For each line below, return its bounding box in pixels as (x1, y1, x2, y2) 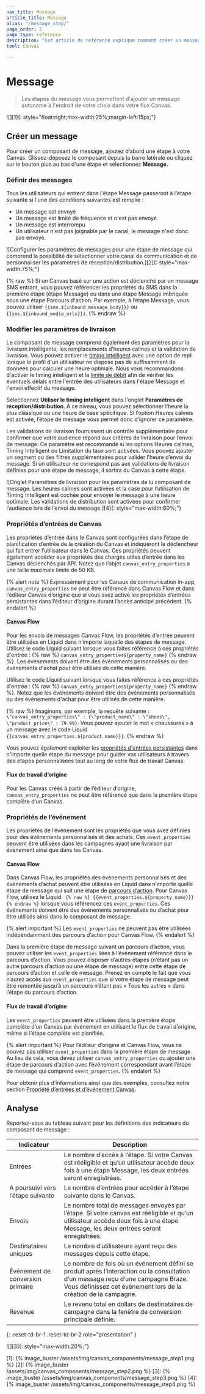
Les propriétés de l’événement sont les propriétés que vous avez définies (6, 827, 190, 834)
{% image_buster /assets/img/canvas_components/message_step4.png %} (6, 1381, 196, 1388)
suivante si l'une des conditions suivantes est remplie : (6, 196, 144, 203)
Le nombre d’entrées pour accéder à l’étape (63, 1183, 189, 1192)
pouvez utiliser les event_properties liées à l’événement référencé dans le (6, 950, 192, 957)
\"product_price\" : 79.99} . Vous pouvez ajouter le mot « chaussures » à (6, 719, 193, 726)
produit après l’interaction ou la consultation (63, 1267, 190, 1276)
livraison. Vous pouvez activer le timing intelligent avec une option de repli (6, 352, 193, 359)
